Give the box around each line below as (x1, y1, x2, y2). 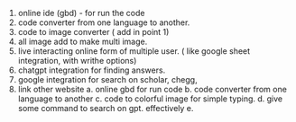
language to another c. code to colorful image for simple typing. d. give (17, 93, 282, 104)
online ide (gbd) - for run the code (17, 8, 145, 18)
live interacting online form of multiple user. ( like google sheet (17, 46, 251, 57)
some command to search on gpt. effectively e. (17, 103, 194, 113)
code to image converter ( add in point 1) (17, 27, 170, 37)
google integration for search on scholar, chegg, (17, 74, 198, 84)
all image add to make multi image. (17, 36, 148, 47)
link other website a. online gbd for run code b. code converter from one (17, 84, 287, 94)
